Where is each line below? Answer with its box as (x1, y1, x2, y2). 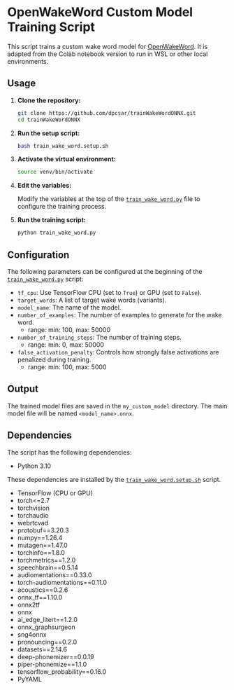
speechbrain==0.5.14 (17, 563, 79, 572)
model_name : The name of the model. (17, 303, 122, 312)
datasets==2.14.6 (17, 645, 68, 654)
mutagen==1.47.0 (17, 541, 68, 549)
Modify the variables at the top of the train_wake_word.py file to (17, 195, 200, 203)
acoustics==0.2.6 (17, 586, 68, 594)
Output (7, 383, 38, 395)
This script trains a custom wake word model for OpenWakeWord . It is (7, 42, 208, 50)
